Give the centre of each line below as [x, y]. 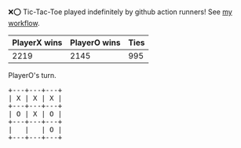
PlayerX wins [37, 43]
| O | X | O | [35, 114]
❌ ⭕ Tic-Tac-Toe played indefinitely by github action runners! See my [120, 12]
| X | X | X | [35, 98]
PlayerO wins [95, 43]
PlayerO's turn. [32, 75]
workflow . [24, 23]
